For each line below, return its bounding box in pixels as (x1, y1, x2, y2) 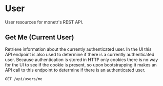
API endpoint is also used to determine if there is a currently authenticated (5, 51, 155, 57)
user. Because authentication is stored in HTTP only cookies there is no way (5, 57, 158, 63)
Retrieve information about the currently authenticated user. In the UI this (5, 46, 152, 52)
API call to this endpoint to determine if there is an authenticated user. (5, 67, 145, 73)
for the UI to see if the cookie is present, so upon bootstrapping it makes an (5, 62, 157, 67)
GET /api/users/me (5, 76, 42, 81)
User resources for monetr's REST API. (5, 19, 83, 25)
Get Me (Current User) (5, 33, 74, 42)
